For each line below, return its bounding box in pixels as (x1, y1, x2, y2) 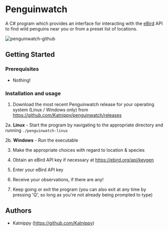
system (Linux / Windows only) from (12, 107, 89, 113)
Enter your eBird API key (12, 167, 64, 173)
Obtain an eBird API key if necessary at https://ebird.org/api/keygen (12, 156, 154, 163)
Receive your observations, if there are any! (12, 176, 104, 182)
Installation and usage (5, 90, 61, 97)
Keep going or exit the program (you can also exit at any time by (12, 186, 147, 192)
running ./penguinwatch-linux (5, 127, 68, 133)
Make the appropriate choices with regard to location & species (12, 147, 145, 153)
